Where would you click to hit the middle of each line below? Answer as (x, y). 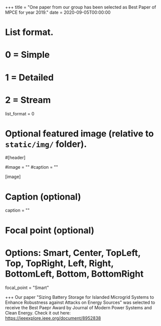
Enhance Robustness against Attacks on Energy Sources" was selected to (80, 302)
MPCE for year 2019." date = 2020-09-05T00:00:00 (58, 12)
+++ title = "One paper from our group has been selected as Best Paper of (81, 7)
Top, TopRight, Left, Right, (60, 263)
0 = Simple (28, 55)
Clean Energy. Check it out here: (38, 313)
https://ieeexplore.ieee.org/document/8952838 (53, 318)
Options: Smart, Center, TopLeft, (73, 253)
